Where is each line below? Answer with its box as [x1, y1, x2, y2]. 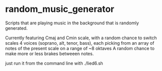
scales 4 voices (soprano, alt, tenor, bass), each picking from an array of [5, 40, 155, 46]
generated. [5, 25, 28, 31]
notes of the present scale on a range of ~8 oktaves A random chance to [5, 45, 155, 51]
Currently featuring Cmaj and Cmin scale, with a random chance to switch [5, 35, 157, 41]
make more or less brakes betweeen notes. [5, 51, 94, 57]
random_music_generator [5, 3, 115, 15]
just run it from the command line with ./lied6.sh [5, 60, 103, 66]
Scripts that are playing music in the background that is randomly [5, 20, 139, 26]
